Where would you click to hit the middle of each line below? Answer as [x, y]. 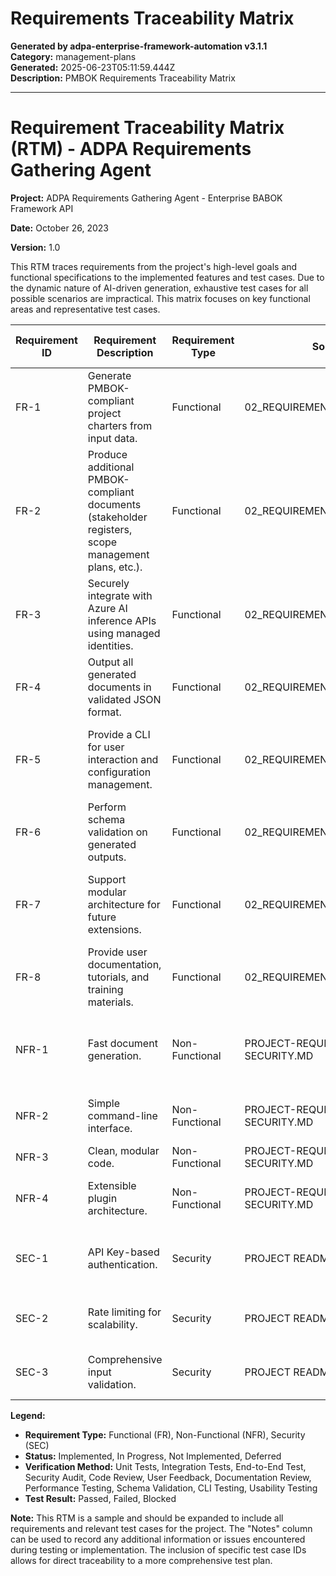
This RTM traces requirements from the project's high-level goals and [154, 266]
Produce [107, 454]
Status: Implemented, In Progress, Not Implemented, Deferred [153, 1456]
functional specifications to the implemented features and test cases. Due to [167, 277]
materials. [110, 1002]
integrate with [120, 595]
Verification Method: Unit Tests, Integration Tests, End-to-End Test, [165, 1466]
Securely [108, 583]
